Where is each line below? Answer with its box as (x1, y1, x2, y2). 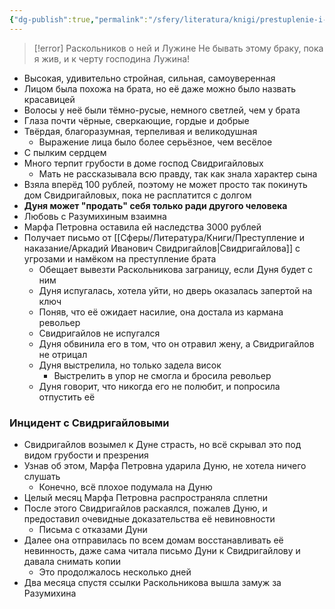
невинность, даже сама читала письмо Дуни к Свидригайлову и (23, 544, 301, 556)
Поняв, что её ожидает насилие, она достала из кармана (38, 306, 284, 318)
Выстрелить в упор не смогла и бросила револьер (53, 369, 272, 381)
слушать (23, 470, 61, 482)
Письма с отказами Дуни (38, 523, 148, 535)
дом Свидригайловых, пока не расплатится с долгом (23, 189, 252, 201)
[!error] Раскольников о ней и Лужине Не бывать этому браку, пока (33, 42, 324, 54)
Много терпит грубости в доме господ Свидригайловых (23, 157, 264, 169)
